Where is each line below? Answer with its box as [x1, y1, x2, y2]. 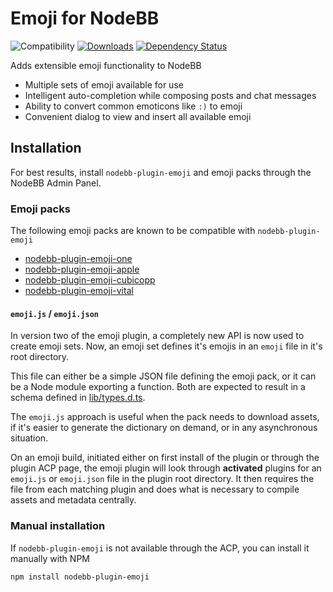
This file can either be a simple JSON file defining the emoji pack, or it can [10, 370, 317, 382]
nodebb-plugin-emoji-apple [24, 263, 140, 276]
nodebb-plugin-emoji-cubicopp [24, 274, 156, 286]
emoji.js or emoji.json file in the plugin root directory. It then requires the [10, 473, 315, 485]
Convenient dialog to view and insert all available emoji [24, 110, 252, 122]
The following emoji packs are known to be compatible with [10, 225, 256, 237]
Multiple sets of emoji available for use [24, 78, 184, 91]
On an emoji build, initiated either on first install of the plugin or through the [10, 452, 320, 464]
